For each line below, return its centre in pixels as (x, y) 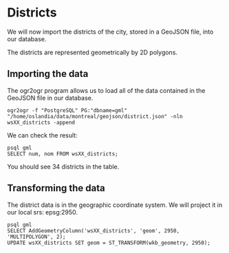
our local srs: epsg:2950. (42, 212)
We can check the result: (42, 135)
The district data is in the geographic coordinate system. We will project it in (115, 205)
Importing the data (48, 74)
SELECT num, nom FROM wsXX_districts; (63, 154)
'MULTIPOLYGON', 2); (37, 236)
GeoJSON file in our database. (50, 98)
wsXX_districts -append (41, 122)
